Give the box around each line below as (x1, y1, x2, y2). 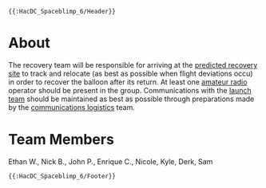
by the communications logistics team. (8, 102, 136, 112)
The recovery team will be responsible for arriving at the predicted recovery (8, 60, 258, 69)
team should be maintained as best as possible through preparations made (8, 94, 255, 104)
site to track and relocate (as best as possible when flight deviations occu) (8, 69, 253, 78)
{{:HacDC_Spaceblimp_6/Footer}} (8, 172, 116, 180)
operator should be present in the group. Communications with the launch (8, 85, 252, 95)
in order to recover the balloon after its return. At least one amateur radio (8, 76, 248, 87)
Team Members (8, 131, 114, 149)
